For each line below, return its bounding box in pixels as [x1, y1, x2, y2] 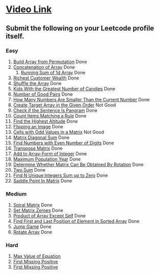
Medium [6, 190, 27, 197]
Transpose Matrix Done [13, 145, 63, 151]
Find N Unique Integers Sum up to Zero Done [13, 172, 109, 178]
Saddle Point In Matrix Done [13, 177, 72, 184]
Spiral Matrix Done [13, 202, 52, 208]
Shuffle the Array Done [13, 80, 62, 86]
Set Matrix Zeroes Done [13, 207, 63, 213]
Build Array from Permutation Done [13, 59, 87, 65]
